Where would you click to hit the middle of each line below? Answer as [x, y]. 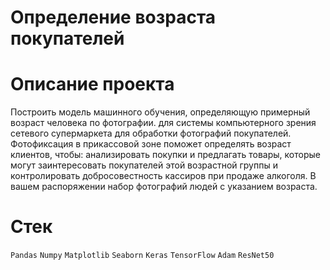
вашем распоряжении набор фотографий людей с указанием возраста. [164, 187]
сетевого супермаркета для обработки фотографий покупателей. [151, 133]
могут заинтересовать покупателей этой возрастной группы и [144, 165]
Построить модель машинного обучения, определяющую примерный [160, 112]
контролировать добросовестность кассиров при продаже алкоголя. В [163, 176]
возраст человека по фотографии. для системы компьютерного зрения [163, 123]
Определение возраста [113, 17]
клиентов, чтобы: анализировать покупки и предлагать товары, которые [165, 155]
